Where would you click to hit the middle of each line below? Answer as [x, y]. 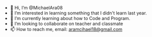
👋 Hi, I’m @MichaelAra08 [36, 8]
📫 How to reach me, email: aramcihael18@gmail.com [66, 29]
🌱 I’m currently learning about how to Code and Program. [70, 18]
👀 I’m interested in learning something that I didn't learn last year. [78, 13]
